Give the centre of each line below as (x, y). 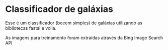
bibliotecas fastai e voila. (31, 28)
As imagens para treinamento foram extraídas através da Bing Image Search (84, 38)
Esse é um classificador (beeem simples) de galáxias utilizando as (74, 23)
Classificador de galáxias (59, 9)
